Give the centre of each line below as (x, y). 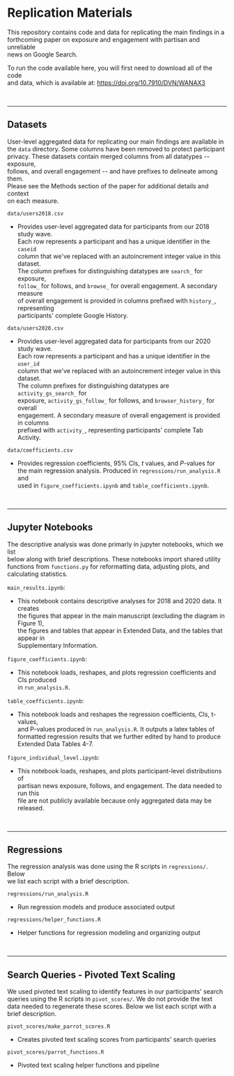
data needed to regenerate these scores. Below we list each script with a (112, 1006)
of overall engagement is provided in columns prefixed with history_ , (117, 301)
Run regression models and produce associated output (96, 907)
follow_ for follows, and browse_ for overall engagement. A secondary (117, 286)
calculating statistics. (38, 574)
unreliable (22, 47)
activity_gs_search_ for (52, 393)
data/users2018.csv (36, 213)
